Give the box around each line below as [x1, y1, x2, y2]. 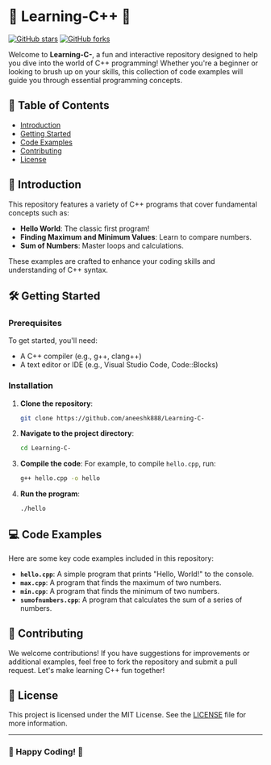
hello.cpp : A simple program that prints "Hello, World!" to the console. [19, 569, 254, 579]
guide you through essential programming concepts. [8, 75, 183, 85]
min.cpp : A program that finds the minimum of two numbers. [19, 586, 220, 596]
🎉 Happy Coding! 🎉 [8, 746, 83, 758]
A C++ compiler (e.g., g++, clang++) [19, 351, 143, 362]
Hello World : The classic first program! [19, 224, 150, 233]
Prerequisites [8, 317, 62, 328]
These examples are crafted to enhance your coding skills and [8, 256, 215, 265]
